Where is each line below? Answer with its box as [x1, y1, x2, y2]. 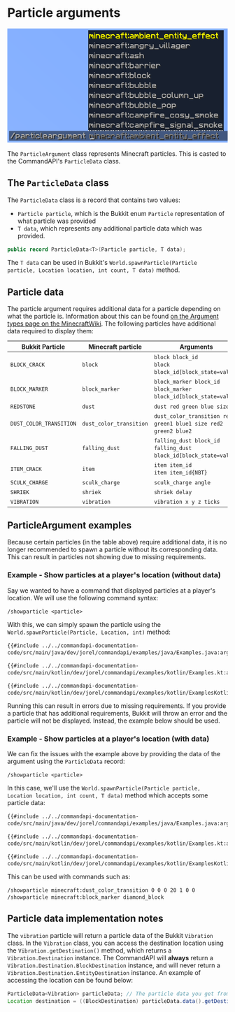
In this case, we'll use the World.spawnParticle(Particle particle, [7, 783, 201, 792]
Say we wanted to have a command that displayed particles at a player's [7, 586, 216, 595]
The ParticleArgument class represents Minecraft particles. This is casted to [7, 149, 227, 158]
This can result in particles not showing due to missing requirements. [7, 553, 206, 561]
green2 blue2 [153, 428, 192, 435]
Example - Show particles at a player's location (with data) [7, 734, 210, 744]
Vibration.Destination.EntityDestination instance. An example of [7, 968, 201, 976]
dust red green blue [153, 403, 214, 410]
